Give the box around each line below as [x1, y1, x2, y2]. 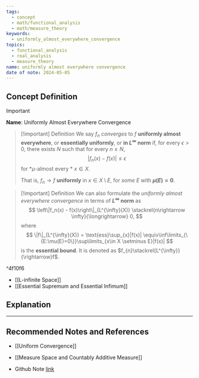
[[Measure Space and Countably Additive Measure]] [14, 354, 143, 361]
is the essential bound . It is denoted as [20, 247, 117, 254]
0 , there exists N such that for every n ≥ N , [20, 145, 126, 152]
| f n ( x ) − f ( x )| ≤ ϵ [88, 155, 126, 163]
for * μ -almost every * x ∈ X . [20, 165, 91, 172]
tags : [6, 8, 20, 15]
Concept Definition [6, 92, 78, 102]
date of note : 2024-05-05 [6, 70, 70, 75]
